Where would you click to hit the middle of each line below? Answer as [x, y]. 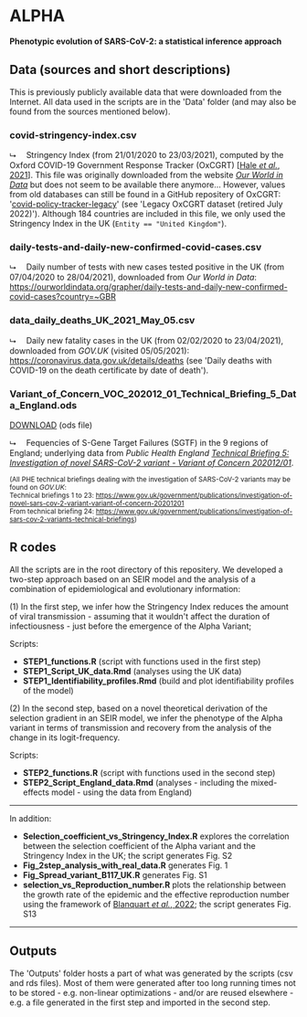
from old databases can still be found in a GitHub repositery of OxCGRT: [145, 195]
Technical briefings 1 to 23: [52, 495]
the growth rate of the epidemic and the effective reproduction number [156, 894]
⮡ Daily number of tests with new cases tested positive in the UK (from [147, 267]
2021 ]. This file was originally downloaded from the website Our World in [146, 175]
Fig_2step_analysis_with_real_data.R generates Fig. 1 [125, 865]
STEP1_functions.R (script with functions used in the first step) [142, 661]
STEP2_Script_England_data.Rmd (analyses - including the [136, 782]
